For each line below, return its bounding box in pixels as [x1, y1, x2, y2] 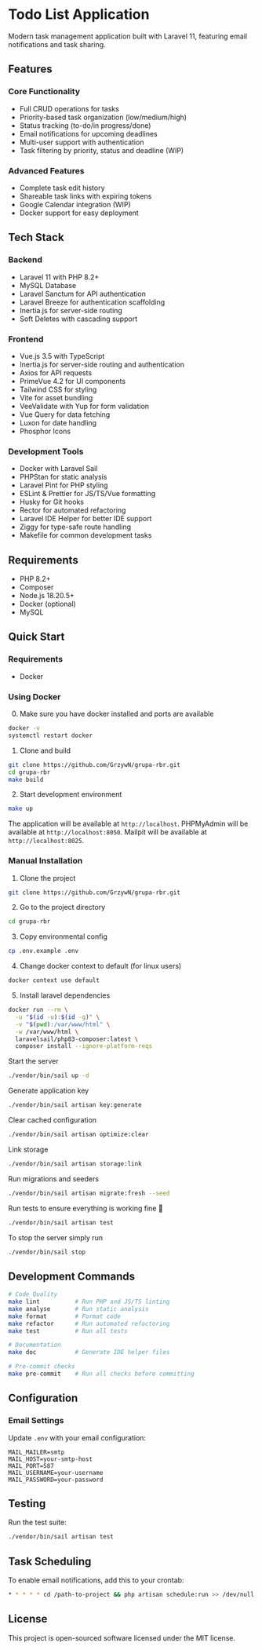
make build [8, 776, 44, 783]
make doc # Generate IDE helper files [8, 1349, 170, 1356]
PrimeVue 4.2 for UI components [19, 376, 126, 385]
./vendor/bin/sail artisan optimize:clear [8, 1130, 149, 1139]
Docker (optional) [19, 599, 76, 609]
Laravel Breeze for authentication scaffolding [19, 297, 166, 307]
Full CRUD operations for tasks [19, 104, 119, 113]
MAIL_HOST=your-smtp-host [8, 1455, 93, 1463]
